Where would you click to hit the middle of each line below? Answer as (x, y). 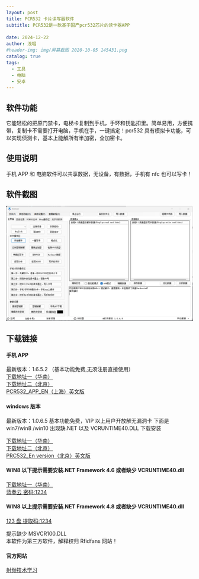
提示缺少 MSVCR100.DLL (36, 533)
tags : (13, 62)
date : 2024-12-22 (28, 38)
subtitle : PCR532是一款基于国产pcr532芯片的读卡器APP (68, 25)
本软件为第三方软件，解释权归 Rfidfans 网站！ (62, 541)
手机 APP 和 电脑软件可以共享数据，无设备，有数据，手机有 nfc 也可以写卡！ (99, 174)
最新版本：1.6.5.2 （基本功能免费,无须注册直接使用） (70, 369)
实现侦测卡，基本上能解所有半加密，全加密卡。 (68, 138)
